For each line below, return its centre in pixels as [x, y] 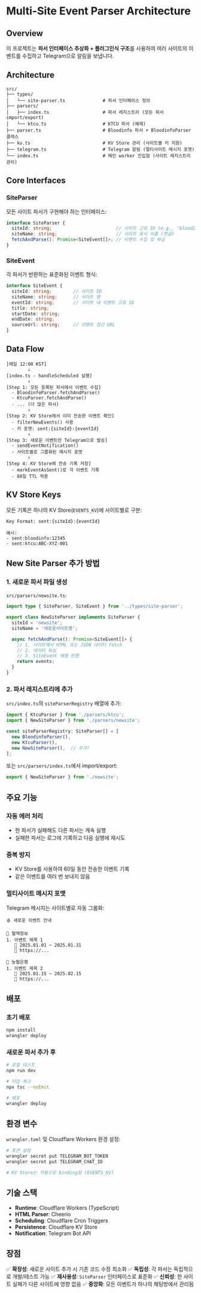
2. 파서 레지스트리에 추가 [39, 689]
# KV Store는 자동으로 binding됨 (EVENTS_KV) [60, 1172]
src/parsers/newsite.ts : [36, 595]
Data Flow [25, 349]
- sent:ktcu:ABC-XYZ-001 [37, 544]
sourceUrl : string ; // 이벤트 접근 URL [63, 325]
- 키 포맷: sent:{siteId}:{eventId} [55, 428]
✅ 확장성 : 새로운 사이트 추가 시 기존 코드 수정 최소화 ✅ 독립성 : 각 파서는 [89, 1269]
